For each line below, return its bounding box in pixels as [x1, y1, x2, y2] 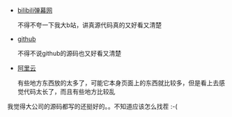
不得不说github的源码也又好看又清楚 [17, 49, 122, 57]
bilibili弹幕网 [17, 6, 53, 14]
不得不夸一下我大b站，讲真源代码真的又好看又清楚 [17, 21, 162, 29]
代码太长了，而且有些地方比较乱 [23, 88, 116, 95]
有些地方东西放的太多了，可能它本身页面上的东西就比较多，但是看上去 [17, 79, 219, 87]
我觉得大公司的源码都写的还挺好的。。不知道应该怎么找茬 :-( [7, 102, 178, 110]
